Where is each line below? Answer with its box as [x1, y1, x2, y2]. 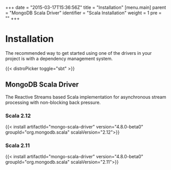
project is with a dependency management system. [5, 55, 113, 61]
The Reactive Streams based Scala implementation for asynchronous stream [5, 94, 166, 100]
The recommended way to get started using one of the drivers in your [5, 50, 152, 56]
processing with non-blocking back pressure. [5, 99, 101, 105]
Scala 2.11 [5, 142, 30, 149]
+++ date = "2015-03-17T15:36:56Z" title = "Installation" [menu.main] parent [5, 5, 166, 10]
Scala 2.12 [5, 112, 31, 119]
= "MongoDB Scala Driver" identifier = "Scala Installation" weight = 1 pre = [5, 10, 162, 16]
